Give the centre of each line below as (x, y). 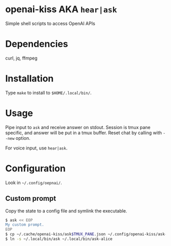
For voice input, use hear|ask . (36, 148)
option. (23, 138)
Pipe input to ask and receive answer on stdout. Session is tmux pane (78, 127)
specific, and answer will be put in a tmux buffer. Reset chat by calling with (83, 133)
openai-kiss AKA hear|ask (61, 9)
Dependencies (37, 44)
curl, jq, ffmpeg (21, 58)
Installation (30, 79)
